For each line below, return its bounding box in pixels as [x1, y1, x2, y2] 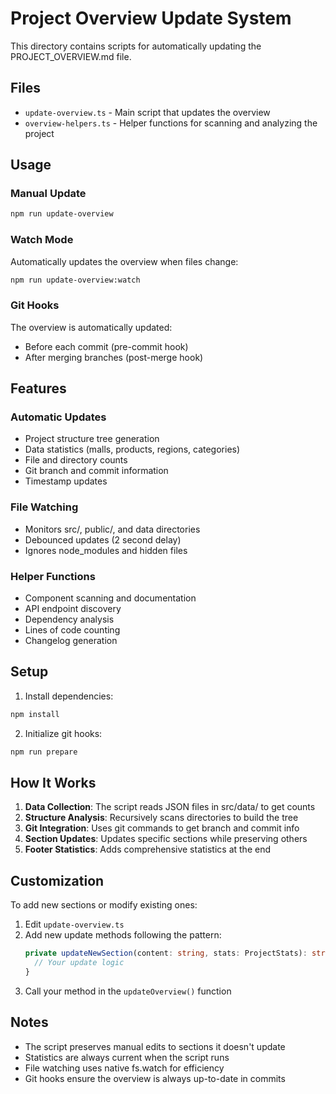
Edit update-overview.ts [24, 918, 125, 931]
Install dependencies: [24, 690, 114, 702]
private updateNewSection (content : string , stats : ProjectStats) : [24, 948, 308, 959]
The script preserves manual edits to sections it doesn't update [24, 1040, 286, 1052]
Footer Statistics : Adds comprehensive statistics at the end [24, 843, 272, 856]
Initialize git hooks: [24, 727, 103, 739]
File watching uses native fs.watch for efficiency [24, 1062, 225, 1074]
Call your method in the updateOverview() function [24, 985, 232, 997]
